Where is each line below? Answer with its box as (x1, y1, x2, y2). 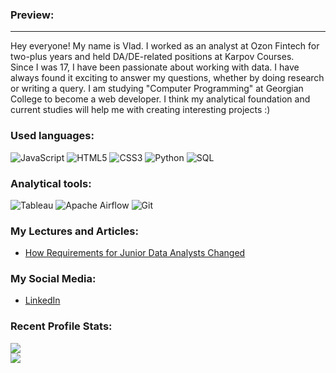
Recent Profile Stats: (10, 319, 113, 333)
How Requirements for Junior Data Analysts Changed (24, 247, 246, 259)
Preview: (10, 8, 55, 22)
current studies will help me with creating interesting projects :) (10, 104, 271, 116)
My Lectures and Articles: (10, 224, 139, 238)
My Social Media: (10, 272, 97, 286)
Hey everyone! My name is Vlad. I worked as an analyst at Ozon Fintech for (10, 40, 320, 52)
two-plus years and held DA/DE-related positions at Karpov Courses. (10, 51, 295, 63)
